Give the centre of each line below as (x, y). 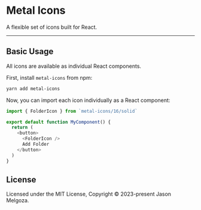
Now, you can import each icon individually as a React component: (88, 100)
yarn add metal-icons (33, 88)
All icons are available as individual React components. (74, 66)
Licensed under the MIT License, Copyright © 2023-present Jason (89, 194)
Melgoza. (18, 200)
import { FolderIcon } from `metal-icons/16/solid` (72, 111)
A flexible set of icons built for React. (52, 27)
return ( (22, 127)
